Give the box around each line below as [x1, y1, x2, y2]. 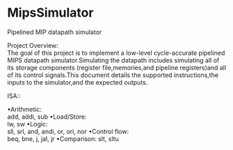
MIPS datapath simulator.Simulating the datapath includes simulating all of [7, 56, 220, 64]
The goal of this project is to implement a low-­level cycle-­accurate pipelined [7, 49, 225, 57]
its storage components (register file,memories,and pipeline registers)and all [7, 63, 227, 72]
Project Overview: [7, 41, 59, 49]
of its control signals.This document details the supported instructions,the [7, 71, 219, 79]
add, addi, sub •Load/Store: [7, 112, 87, 121]
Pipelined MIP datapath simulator [7, 28, 102, 36]
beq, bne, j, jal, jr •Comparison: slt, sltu [7, 134, 120, 143]
